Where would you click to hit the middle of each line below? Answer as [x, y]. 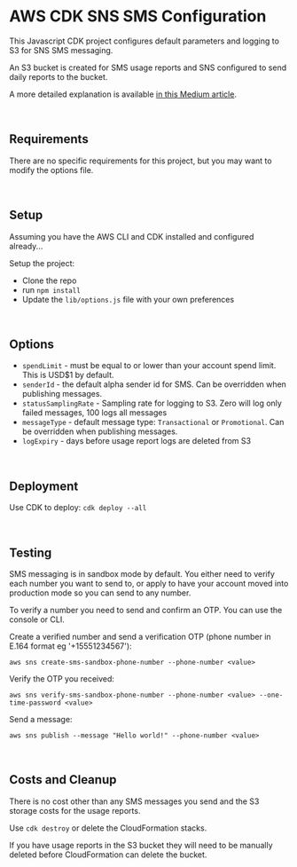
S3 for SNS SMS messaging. [61, 50]
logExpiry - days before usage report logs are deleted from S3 [136, 441]
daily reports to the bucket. [59, 76]
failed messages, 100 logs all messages [94, 413]
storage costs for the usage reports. [75, 810]
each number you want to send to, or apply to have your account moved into [149, 583]
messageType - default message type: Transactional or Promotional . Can [153, 422]
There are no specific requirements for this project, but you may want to [141, 161]
